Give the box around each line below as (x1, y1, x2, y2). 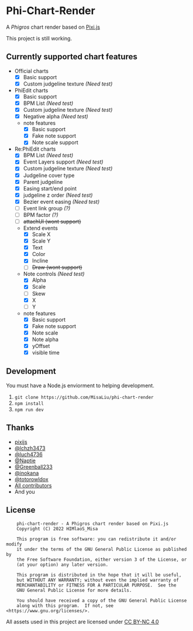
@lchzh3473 (14, 444, 46, 452)
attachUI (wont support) (23, 218, 81, 225)
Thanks (6, 423, 35, 433)
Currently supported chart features (6, 52, 137, 62)
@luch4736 (14, 451, 43, 458)
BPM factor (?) (23, 211, 58, 218)
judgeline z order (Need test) (23, 192, 93, 199)
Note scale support (32, 139, 79, 146)
